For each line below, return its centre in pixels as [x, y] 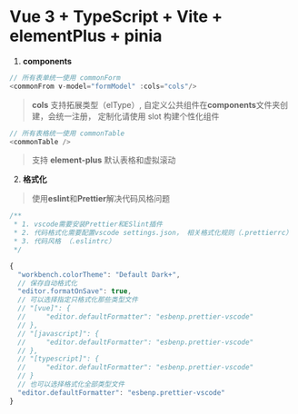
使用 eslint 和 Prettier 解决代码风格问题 [101, 199]
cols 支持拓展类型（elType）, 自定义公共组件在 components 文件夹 [156, 104]
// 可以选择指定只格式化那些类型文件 [78, 300]
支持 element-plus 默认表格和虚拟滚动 [104, 160]
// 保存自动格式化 [48, 283]
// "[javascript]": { [59, 333]
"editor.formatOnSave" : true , [74, 291]
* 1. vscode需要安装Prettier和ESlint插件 [88, 224]
